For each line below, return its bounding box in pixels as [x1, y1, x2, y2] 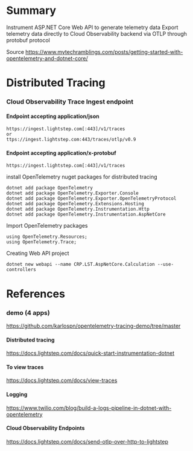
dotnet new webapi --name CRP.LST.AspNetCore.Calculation [6, 262, 155, 268]
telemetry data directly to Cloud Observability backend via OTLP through [6, 30, 187, 37]
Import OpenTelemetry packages [6, 222, 88, 229]
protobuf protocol [6, 36, 50, 44]
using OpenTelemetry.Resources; [6, 234, 87, 240]
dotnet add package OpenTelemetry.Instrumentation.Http [6, 206, 150, 212]
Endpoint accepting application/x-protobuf [6, 149, 116, 156]
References [6, 287, 65, 300]
